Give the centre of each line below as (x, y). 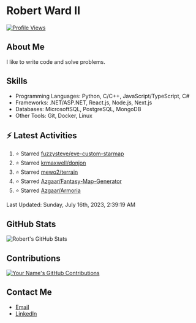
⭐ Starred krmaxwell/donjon (51, 163)
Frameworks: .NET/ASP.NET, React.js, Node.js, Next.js (84, 103)
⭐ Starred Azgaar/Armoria (48, 190)
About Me (25, 47)
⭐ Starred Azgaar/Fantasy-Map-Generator (69, 181)
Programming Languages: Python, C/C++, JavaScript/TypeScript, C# (102, 96)
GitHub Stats (31, 224)
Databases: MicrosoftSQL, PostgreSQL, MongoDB (78, 109)
